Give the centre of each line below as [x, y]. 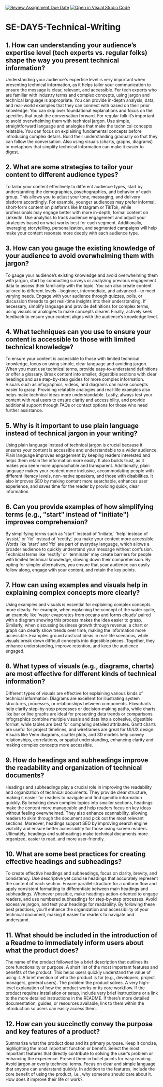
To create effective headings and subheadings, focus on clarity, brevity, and [81, 873]
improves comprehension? [47, 522]
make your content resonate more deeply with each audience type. [72, 233]
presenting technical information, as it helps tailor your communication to [78, 85]
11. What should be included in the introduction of [81, 935]
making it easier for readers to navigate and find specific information [74, 797]
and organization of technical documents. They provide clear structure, [76, 792]
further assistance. [24, 410]
